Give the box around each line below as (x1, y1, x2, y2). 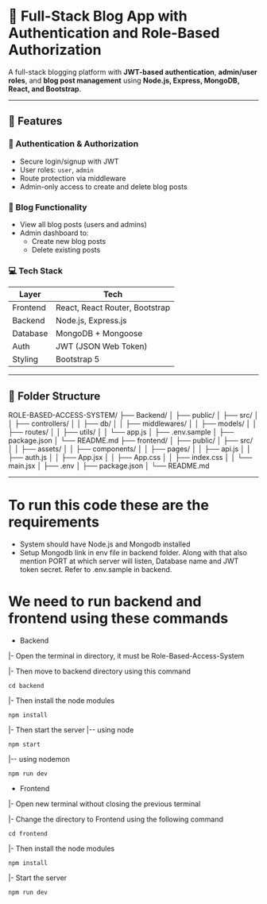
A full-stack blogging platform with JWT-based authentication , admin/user (8, 67, 258, 76)
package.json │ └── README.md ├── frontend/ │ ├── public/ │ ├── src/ (8, 436, 253, 446)
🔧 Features (8, 114, 63, 128)
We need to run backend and (8, 593, 202, 611)
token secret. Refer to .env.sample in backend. (19, 564, 172, 574)
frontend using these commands (8, 609, 229, 628)
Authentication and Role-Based (8, 24, 220, 42)
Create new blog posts (31, 236, 106, 245)
